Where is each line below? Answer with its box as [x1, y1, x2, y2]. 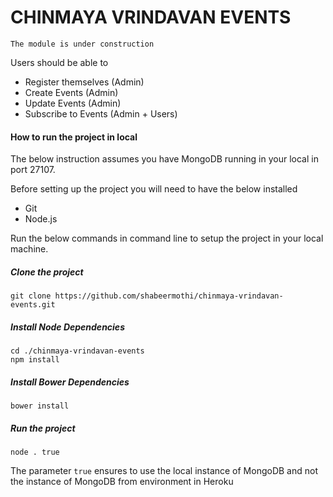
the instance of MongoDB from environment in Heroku [10, 476, 234, 488]
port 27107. [10, 164, 56, 176]
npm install [10, 355, 60, 365]
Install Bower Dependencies [10, 376, 130, 388]
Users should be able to [10, 56, 109, 68]
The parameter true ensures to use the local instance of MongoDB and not [10, 465, 319, 477]
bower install [10, 401, 70, 411]
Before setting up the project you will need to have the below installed [10, 183, 298, 195]
